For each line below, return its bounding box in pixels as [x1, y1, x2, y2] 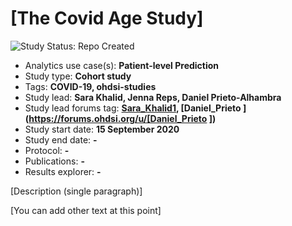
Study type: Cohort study [24, 70, 132, 82]
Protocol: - [24, 144, 70, 156]
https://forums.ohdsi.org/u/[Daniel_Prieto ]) [28, 112, 217, 124]
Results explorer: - [24, 165, 102, 177]
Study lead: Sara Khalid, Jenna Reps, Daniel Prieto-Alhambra [24, 91, 282, 103]
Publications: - [24, 155, 85, 167]
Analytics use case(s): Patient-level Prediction [24, 59, 220, 71]
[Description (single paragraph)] [10, 185, 143, 197]
